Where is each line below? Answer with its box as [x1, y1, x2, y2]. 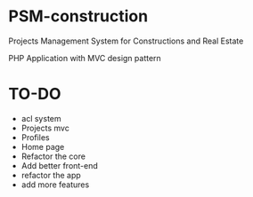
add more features [20, 179, 90, 190]
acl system [20, 113, 61, 123]
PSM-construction [8, 6, 149, 27]
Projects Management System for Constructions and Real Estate [8, 35, 244, 46]
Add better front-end [20, 160, 99, 170]
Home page [20, 141, 65, 152]
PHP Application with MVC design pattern [8, 52, 161, 63]
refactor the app [20, 169, 81, 180]
